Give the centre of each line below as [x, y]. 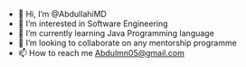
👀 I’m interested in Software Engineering [93, 24]
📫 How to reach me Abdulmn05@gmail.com [101, 53]
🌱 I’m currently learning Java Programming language [116, 33]
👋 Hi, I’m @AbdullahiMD [62, 14]
